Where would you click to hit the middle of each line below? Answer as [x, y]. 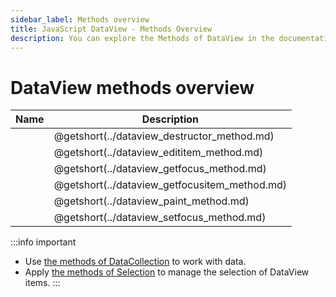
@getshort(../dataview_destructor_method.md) [164, 136]
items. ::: [42, 283]
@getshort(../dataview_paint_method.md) [151, 201]
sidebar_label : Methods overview [80, 19]
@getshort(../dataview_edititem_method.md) [158, 153]
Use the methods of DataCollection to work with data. [135, 262]
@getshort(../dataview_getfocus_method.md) [160, 169]
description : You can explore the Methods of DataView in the [142, 38]
